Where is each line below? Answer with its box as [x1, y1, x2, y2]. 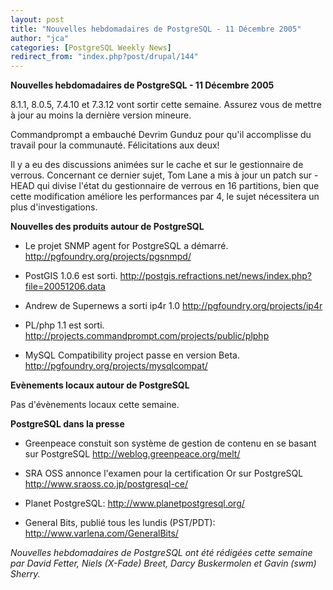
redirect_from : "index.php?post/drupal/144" [10, 52, 199, 62]
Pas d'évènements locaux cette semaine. [10, 399, 180, 411]
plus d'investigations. [10, 201, 98, 213]
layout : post [10, 14, 65, 25]
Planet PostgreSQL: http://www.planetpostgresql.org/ [24, 497, 245, 510]
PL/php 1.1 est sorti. [24, 319, 105, 331]
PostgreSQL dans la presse [10, 418, 125, 430]
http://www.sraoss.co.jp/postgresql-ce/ [24, 478, 189, 490]
